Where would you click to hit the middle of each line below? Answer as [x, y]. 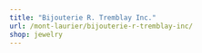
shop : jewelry [36, 34]
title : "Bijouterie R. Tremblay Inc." [83, 18]
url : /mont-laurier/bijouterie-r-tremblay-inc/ [101, 26]
